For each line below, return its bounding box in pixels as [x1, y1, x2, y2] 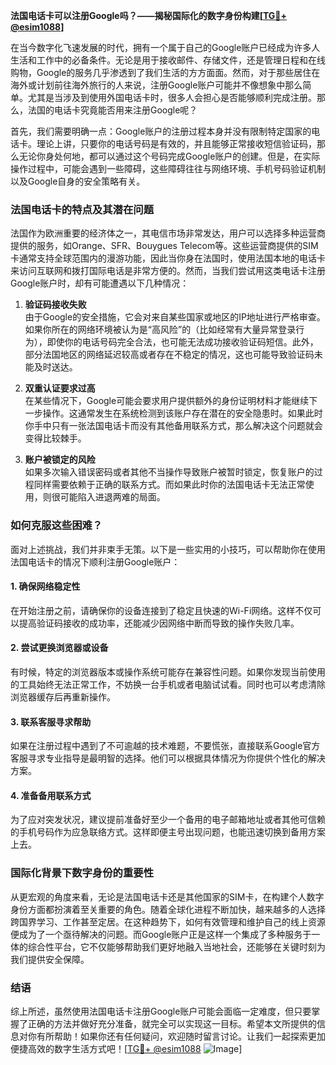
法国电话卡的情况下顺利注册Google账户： [10, 555, 181, 568]
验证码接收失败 [24, 299, 87, 311]
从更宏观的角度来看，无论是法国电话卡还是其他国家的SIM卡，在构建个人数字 [10, 890, 325, 903]
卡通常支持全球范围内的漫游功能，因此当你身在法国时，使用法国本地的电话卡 [10, 252, 326, 264]
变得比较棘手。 [24, 432, 87, 444]
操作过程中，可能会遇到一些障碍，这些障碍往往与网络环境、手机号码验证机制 [10, 163, 326, 174]
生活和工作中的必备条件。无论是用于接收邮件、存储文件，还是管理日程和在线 [10, 54, 326, 66]
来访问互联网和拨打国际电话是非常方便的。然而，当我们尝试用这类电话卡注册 [10, 265, 326, 277]
